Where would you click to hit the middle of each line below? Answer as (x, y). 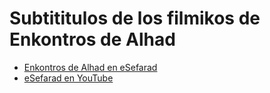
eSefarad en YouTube (68, 78)
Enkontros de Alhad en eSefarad (90, 67)
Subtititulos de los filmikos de (135, 18)
